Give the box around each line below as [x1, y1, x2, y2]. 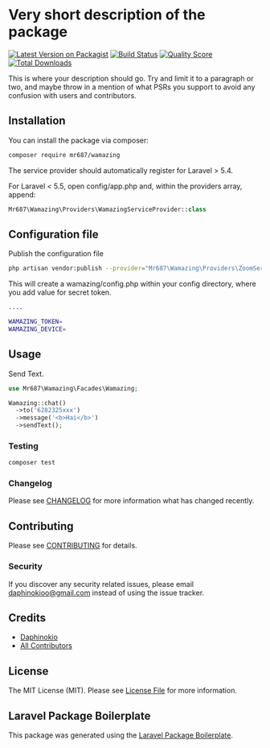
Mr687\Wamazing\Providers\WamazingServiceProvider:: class [8, 205, 207, 213]
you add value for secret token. [8, 287, 112, 297]
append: [8, 189, 36, 199]
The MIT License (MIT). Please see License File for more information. [8, 686, 237, 696]
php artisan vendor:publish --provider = [8, 264, 146, 273]
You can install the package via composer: [8, 135, 149, 145]
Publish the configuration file [8, 249, 104, 258]
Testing [8, 440, 39, 452]
